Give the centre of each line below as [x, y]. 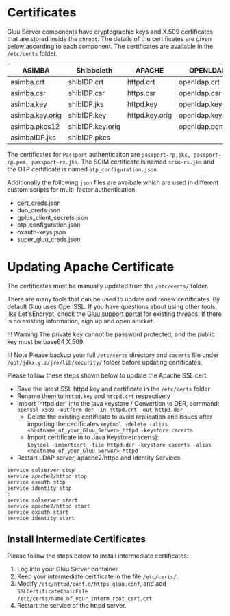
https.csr [141, 93]
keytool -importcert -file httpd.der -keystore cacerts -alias [119, 445]
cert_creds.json [39, 203]
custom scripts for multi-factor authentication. [72, 189]
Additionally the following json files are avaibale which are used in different [113, 182]
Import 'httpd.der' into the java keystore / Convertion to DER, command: [118, 403]
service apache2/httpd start [49, 506]
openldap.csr [200, 93]
